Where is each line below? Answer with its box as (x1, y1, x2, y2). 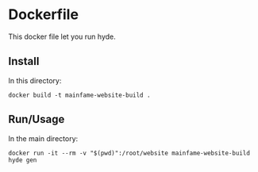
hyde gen (8, 156, 37, 164)
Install (8, 55, 40, 68)
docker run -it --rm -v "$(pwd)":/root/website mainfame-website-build (8, 149, 250, 157)
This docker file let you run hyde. (8, 32, 117, 41)
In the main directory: (8, 133, 79, 143)
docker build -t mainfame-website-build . (8, 91, 151, 99)
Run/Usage (8, 113, 65, 126)
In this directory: (8, 75, 62, 85)
